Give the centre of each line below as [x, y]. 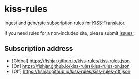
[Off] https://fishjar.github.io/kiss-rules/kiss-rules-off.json [71, 71]
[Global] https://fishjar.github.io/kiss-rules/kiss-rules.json [71, 61]
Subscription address [39, 49]
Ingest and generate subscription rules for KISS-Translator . [65, 23]
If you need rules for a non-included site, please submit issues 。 [71, 33]
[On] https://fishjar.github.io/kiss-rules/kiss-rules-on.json [71, 66]
